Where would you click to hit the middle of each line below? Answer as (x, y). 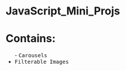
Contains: (31, 39)
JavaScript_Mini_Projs (63, 11)
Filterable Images (42, 62)
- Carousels (31, 55)
